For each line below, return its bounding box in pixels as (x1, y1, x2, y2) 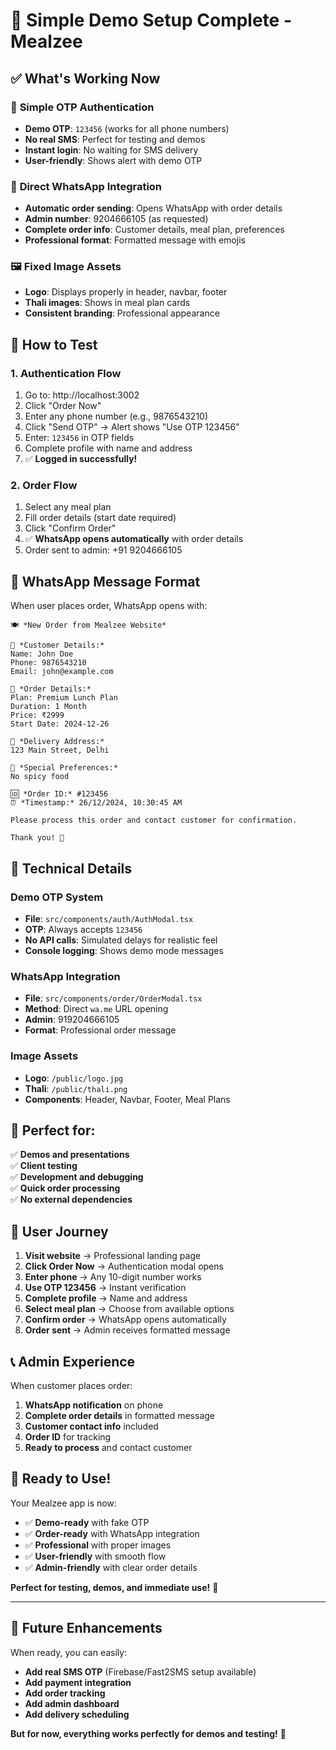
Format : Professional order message (24, 1024, 177, 1036)
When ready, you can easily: (10, 1646, 128, 1658)
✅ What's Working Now (10, 70, 161, 87)
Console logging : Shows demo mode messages (24, 944, 224, 956)
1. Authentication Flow (10, 366, 122, 380)
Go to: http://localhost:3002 (24, 389, 140, 401)
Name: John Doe (10, 649, 74, 659)
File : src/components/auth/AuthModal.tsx (24, 912, 194, 924)
